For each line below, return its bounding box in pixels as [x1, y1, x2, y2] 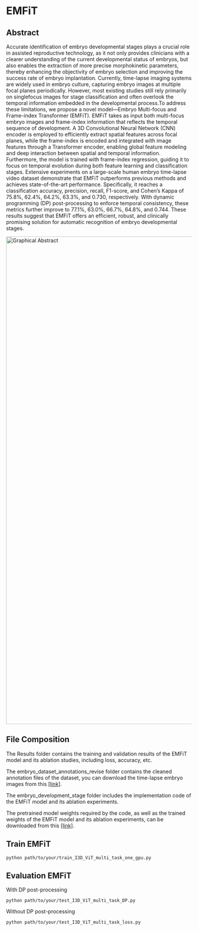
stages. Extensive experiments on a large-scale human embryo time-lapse [6, 169, 187, 175]
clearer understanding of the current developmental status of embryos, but [6, 56, 189, 62]
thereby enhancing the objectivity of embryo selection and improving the [6, 68, 183, 75]
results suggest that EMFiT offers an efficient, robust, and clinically [6, 212, 169, 219]
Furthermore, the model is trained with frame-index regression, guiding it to [6, 156, 190, 163]
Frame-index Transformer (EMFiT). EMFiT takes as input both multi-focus [6, 112, 184, 119]
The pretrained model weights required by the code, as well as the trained [6, 809, 186, 817]
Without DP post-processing [6, 908, 75, 915]
